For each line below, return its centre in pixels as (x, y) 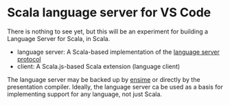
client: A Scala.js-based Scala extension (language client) (99, 66)
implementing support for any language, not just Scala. (85, 94)
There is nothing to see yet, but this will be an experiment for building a (107, 31)
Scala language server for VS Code (109, 13)
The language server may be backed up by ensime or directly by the (104, 79)
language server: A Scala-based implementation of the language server (118, 52)
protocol (29, 59)
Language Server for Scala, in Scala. (59, 38)
